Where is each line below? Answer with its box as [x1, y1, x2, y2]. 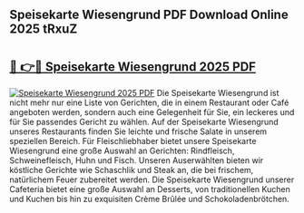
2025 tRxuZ [9, 22, 78, 37]
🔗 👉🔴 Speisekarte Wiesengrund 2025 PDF [9, 59, 257, 74]
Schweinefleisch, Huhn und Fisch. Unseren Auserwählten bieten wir [9, 155, 264, 166]
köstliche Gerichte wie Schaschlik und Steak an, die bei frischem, [9, 165, 254, 175]
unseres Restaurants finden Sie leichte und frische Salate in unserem [9, 126, 268, 137]
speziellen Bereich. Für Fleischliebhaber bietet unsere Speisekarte [9, 136, 257, 146]
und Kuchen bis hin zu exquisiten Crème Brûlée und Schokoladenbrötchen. [9, 194, 290, 204]
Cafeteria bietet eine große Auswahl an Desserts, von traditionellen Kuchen [9, 184, 290, 194]
